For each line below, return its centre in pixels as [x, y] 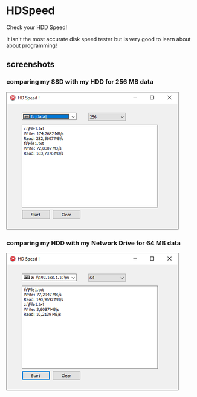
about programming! [32, 45]
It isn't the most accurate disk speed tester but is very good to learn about [98, 39]
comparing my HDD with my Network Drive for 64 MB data [94, 243]
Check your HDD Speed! [37, 27]
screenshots [31, 65]
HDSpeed [31, 11]
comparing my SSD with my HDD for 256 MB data [80, 82]
